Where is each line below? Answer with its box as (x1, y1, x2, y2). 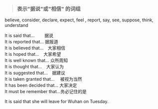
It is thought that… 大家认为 (4, 64, 64, 70)
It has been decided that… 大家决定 (4, 82, 77, 89)
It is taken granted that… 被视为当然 (4, 76, 82, 82)
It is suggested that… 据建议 (4, 70, 66, 76)
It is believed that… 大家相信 (4, 45, 66, 51)
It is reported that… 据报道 (4, 39, 58, 45)
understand (4, 22, 28, 28)
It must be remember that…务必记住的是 (4, 89, 87, 95)
